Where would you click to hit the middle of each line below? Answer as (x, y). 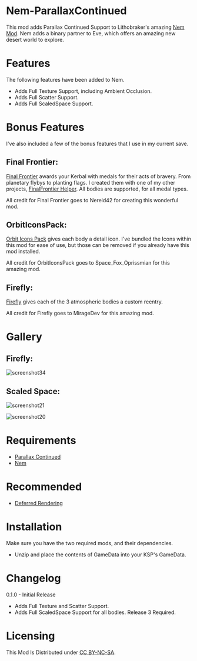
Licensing (31, 636)
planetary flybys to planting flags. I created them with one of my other (91, 182)
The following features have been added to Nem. (65, 79)
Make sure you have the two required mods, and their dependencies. (90, 543)
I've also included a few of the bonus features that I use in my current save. (97, 143)
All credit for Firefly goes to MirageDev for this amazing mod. (80, 313)
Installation (34, 527)
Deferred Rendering (39, 503)
